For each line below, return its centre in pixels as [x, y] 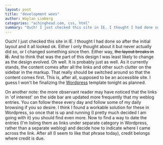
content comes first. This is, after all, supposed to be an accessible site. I [78, 78]
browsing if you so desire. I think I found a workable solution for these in [77, 108]
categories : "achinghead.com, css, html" [48, 23]
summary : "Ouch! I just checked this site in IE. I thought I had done [79, 28]
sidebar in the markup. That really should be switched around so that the [78, 72]
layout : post [18, 9]
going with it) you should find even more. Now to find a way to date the [76, 118]
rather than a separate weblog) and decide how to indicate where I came [78, 128]
